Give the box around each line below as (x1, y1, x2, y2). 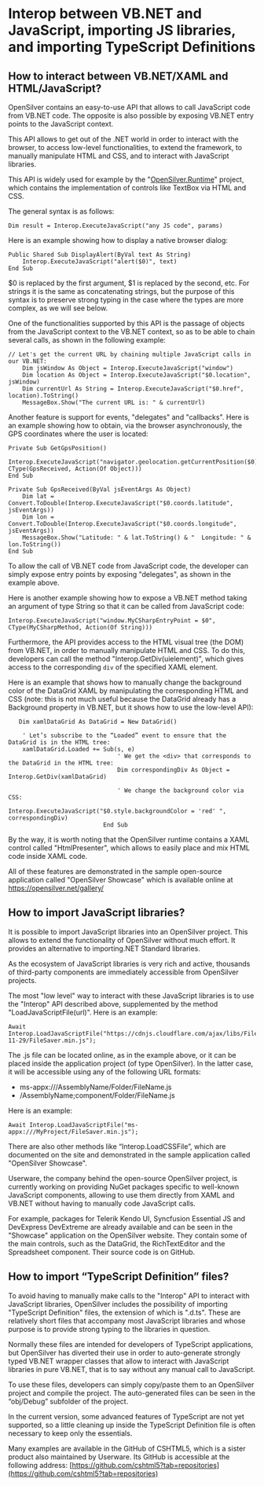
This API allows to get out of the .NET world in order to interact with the (8, 134, 239, 144)
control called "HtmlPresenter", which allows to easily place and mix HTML (8, 843, 250, 853)
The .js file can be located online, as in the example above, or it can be (8, 1050, 237, 1059)
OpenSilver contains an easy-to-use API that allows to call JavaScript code (8, 103, 251, 112)
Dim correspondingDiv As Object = (116, 766, 230, 774)
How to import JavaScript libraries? (8, 906, 185, 919)
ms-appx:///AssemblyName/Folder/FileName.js (19, 1082, 172, 1092)
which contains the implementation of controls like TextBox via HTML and (8, 183, 246, 193)
